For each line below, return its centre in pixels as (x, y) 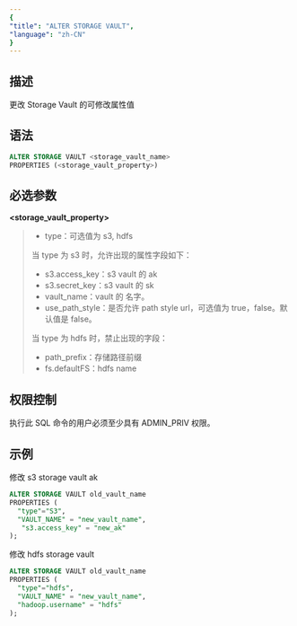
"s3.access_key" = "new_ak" (74, 528)
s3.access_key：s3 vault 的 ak (101, 274)
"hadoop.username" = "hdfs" (70, 604)
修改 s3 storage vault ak (54, 478)
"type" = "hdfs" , (46, 588)
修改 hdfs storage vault (52, 554)
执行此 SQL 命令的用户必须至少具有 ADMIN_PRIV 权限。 (112, 423)
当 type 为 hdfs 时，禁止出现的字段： (100, 339)
